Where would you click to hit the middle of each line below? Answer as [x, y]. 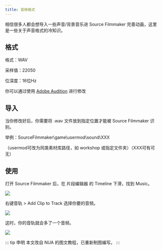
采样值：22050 [20, 70]
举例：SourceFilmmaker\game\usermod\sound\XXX [58, 137]
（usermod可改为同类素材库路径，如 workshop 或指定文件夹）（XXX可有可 [80, 148]
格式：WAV [16, 60]
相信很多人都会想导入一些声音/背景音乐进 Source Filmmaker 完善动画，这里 [81, 24]
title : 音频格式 [20, 10]
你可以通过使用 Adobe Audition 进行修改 [46, 91]
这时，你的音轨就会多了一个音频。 [39, 223]
